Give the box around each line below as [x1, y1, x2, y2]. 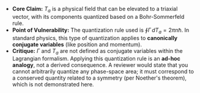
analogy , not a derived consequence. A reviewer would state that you [12, 61, 188, 69]
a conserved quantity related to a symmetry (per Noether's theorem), [12, 74, 187, 81]
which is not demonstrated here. [12, 81, 94, 88]
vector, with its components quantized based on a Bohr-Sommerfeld [12, 13, 185, 20]
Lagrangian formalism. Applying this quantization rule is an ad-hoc [12, 55, 180, 63]
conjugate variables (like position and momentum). [12, 41, 143, 48]
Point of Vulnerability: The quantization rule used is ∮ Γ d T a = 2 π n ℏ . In [12, 26, 190, 35]
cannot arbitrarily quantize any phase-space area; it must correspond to [12, 68, 194, 75]
